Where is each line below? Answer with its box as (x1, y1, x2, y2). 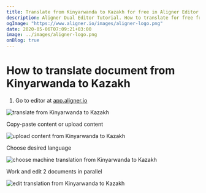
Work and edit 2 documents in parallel (6, 167, 102, 175)
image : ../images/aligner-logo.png (6, 32, 97, 38)
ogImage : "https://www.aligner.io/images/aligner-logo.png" (6, 20, 164, 26)
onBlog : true (6, 37, 40, 43)
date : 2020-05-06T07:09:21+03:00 (6, 26, 92, 32)
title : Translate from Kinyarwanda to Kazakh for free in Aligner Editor (6, 9, 199, 15)
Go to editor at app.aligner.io (15, 96, 88, 104)
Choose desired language (6, 144, 72, 151)
